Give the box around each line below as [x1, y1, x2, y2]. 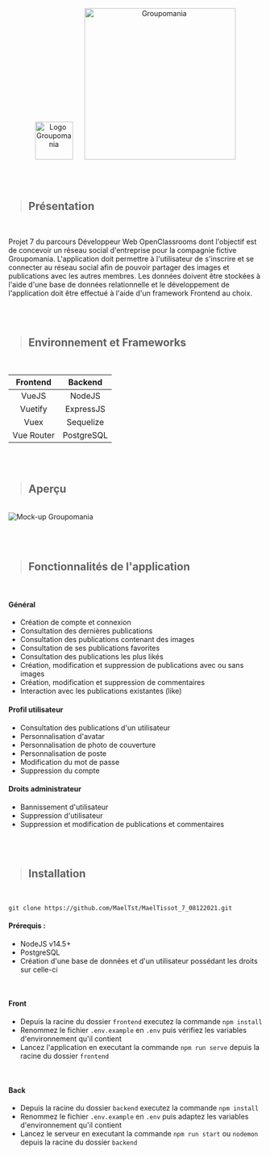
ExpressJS [64, 403, 106, 414]
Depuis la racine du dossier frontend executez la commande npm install [19, 1017, 263, 1027]
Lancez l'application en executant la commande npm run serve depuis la [19, 1043, 260, 1052]
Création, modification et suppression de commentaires [19, 678, 206, 687]
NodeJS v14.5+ [19, 939, 71, 948]
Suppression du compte [19, 766, 100, 775]
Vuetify [19, 403, 48, 414]
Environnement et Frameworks [27, 336, 187, 350]
